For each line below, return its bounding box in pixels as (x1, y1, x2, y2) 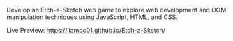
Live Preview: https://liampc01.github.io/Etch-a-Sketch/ (6, 27, 165, 34)
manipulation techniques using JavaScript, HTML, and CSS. (6, 13, 179, 21)
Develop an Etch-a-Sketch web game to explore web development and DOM (6, 6, 227, 14)
